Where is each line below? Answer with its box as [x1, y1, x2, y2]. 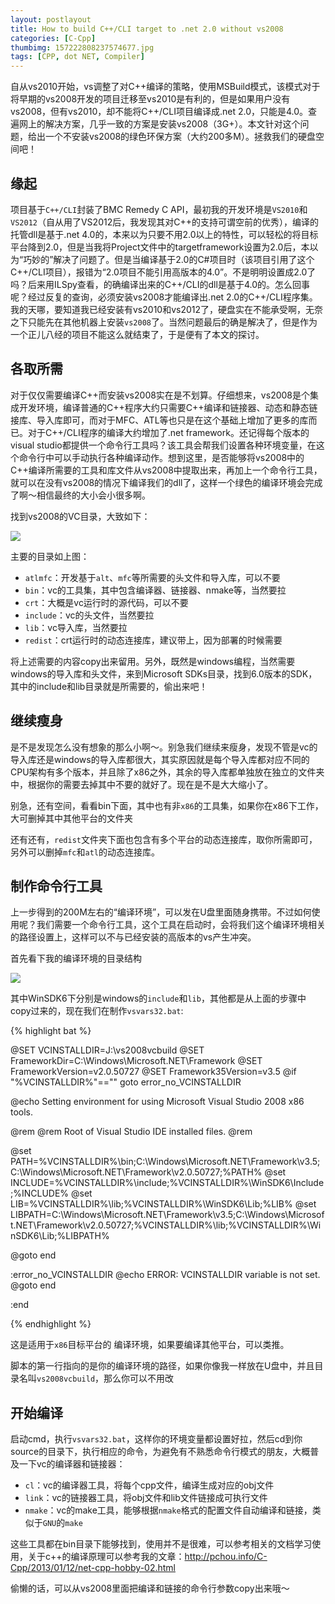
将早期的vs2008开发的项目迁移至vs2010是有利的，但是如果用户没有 [10, 93, 291, 105]
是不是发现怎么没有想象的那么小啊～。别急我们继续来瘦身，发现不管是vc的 [10, 741, 318, 753]
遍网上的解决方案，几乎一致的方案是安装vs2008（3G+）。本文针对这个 [10, 118, 301, 130]
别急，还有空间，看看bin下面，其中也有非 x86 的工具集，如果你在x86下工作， [10, 799, 324, 811]
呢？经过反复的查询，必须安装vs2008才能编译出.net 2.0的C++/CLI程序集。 [10, 291, 318, 303]
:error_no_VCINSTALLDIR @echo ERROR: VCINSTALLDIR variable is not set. [10, 1269, 321, 1281]
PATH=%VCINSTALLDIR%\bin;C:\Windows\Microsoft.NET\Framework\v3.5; [10, 1156, 321, 1168]
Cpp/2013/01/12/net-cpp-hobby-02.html [10, 1562, 176, 1574]
